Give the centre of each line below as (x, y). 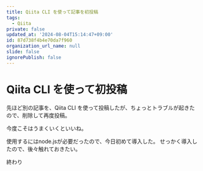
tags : (13, 18)
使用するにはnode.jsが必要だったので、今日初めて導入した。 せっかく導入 (99, 141)
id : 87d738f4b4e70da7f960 (39, 40)
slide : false (23, 52)
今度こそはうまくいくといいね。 (46, 128)
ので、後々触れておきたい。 (46, 149)
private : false (26, 29)
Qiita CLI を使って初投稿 (67, 89)
